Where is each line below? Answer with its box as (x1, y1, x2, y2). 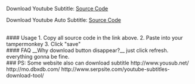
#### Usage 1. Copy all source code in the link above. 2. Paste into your (6, 34, 183, 41)
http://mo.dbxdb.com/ (6, 66, 60, 73)
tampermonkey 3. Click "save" (6, 41, 81, 47)
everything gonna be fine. (6, 53, 70, 60)
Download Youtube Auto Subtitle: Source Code (6, 17, 121, 23)
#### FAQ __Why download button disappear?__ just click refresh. (6, 47, 169, 54)
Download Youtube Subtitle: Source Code (6, 5, 109, 12)
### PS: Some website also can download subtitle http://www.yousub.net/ (6, 59, 189, 66)
